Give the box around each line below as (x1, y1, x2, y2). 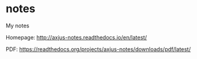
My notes (6, 22, 30, 29)
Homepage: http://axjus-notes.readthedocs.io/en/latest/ (6, 33, 147, 41)
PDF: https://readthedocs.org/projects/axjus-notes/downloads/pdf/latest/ (6, 45, 191, 53)
